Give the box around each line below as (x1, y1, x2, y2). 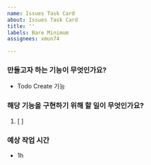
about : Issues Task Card (7, 16, 78, 23)
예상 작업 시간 (7, 135, 50, 144)
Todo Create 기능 (16, 82, 65, 90)
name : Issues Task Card (7, 10, 75, 17)
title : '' (7, 23, 36, 29)
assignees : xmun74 (7, 36, 60, 42)
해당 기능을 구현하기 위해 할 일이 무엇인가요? (7, 101, 144, 110)
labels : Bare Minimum (7, 29, 69, 36)
